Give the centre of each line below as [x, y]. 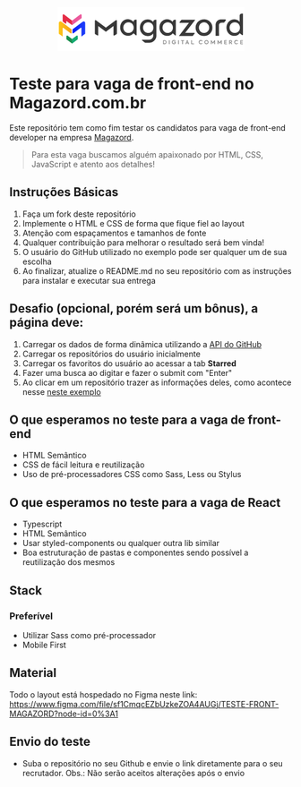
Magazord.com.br [78, 103]
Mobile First [44, 645]
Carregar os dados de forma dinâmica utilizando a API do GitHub [142, 344]
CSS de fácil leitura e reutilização [83, 465]
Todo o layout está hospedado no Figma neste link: [103, 694]
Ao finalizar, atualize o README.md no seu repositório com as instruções [157, 270]
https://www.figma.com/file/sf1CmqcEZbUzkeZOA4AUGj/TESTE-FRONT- [144, 704]
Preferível [31, 616]
